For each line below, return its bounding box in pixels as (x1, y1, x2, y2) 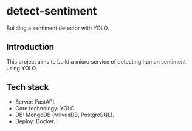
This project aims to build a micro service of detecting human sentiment (6, 58, 187, 65)
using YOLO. (6, 64, 38, 72)
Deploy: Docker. (15, 117, 56, 125)
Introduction (6, 42, 55, 52)
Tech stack (6, 82, 49, 92)
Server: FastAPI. (15, 98, 56, 106)
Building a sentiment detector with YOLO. (6, 24, 109, 32)
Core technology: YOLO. (15, 104, 76, 112)
